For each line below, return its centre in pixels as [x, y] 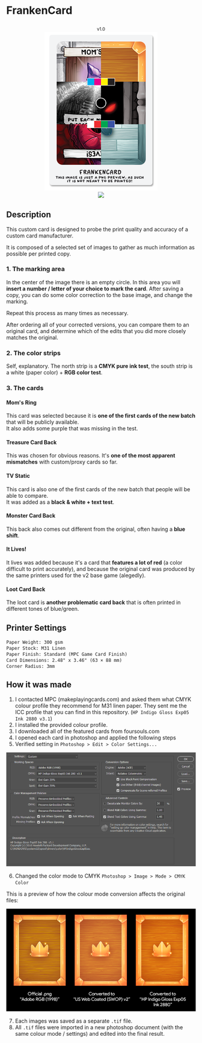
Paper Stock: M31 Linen [36, 649]
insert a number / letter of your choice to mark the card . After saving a [95, 289]
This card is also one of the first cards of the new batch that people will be [98, 489]
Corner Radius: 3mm [31, 667]
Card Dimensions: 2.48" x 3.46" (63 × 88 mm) [64, 661]
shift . [13, 535]
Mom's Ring [22, 402]
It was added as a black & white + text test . [60, 502]
